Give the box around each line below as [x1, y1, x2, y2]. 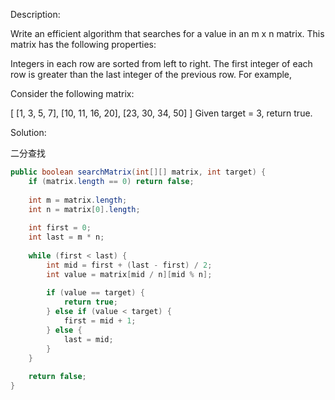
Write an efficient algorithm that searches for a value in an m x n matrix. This [10, 28, 325, 39]
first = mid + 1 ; [63, 316, 137, 326]
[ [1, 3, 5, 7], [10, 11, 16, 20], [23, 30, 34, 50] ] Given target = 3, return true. [10, 107, 313, 119]
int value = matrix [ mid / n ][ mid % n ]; [46, 269, 213, 279]
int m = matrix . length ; [28, 195, 128, 205]
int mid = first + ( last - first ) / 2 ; [46, 260, 213, 270]
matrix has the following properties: [10, 39, 157, 50]
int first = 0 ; [28, 223, 92, 233]
